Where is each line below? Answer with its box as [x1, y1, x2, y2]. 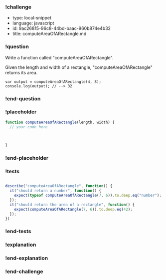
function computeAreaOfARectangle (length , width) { [5, 120, 115, 125]
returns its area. [5, 69, 38, 75]
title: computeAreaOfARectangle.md [12, 31, 87, 37]
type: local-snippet [12, 15, 51, 21]
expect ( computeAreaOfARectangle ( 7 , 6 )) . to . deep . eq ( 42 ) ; [14, 207, 133, 212]
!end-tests [5, 228, 31, 235]
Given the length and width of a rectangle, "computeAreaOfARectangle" [5, 64, 153, 70]
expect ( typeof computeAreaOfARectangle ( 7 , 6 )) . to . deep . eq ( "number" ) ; [14, 193, 162, 198]
